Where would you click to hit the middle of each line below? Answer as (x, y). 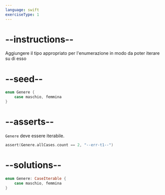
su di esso (16, 59)
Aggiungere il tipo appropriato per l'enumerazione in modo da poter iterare (82, 53)
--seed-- (24, 79)
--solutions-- (33, 165)
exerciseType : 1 (22, 15)
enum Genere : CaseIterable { (36, 178)
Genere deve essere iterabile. (35, 136)
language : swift (22, 10)
